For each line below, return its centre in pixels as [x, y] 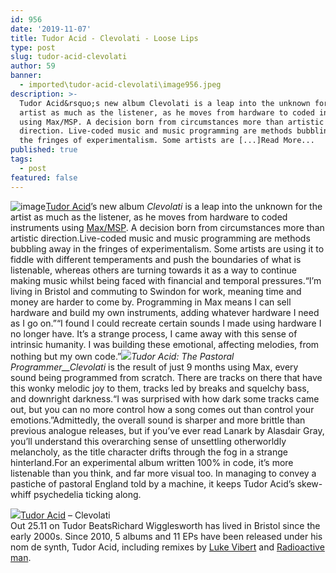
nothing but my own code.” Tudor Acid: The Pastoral [122, 356]
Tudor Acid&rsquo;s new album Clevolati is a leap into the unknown [165, 103]
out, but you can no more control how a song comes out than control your [162, 409]
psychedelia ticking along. [87, 494]
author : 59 [33, 66]
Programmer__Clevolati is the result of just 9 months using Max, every [154, 367]
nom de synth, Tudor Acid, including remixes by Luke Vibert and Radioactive [167, 547]
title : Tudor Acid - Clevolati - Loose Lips [104, 38]
